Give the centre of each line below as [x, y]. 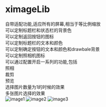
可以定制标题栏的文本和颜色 [34, 43]
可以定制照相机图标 [25, 55]
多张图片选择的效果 [25, 93]
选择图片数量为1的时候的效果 [35, 87]
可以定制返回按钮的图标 [30, 36]
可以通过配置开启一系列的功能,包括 [41, 62]
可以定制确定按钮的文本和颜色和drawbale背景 [52, 49]
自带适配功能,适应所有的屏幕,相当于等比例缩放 [53, 24]
